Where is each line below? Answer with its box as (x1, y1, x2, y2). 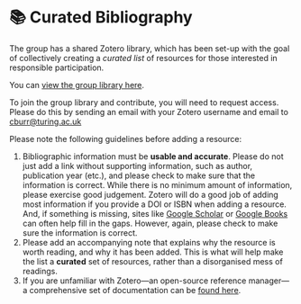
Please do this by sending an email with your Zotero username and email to (9, 106, 288, 117)
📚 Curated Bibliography (9, 7, 193, 28)
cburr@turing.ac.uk (9, 116, 82, 127)
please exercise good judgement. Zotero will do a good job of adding (22, 189, 279, 200)
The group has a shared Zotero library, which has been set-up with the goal (9, 42, 290, 54)
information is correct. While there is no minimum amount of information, (22, 179, 293, 190)
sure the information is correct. (22, 227, 138, 238)
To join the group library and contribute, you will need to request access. (9, 96, 279, 108)
